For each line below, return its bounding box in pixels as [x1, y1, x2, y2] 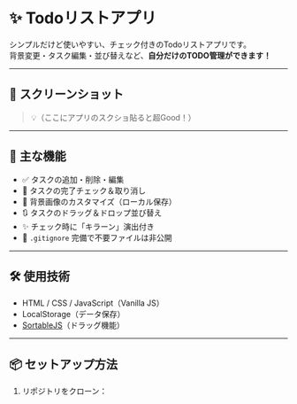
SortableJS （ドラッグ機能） [21, 320, 126, 330]
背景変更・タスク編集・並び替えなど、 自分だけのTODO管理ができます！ [9, 50, 271, 60]
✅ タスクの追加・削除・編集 [21, 174, 125, 184]
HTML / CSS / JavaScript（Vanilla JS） [21, 298, 165, 308]
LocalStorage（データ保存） [21, 309, 126, 320]
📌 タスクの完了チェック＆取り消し [21, 185, 146, 196]
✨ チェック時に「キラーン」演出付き [21, 221, 155, 231]
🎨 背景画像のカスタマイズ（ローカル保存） [21, 196, 177, 206]
